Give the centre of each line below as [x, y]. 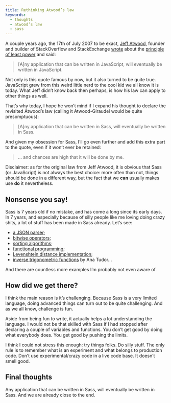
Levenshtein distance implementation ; [53, 254]
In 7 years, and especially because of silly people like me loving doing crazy [85, 217]
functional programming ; [39, 249]
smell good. [18, 361]
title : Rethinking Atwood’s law [40, 10]
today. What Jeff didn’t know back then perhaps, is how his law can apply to [86, 90]
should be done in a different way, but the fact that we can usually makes [82, 178]
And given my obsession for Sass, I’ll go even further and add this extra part [85, 142]
